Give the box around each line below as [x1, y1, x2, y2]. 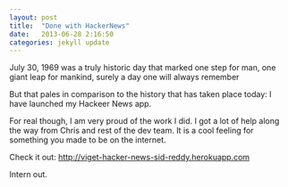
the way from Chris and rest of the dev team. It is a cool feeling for [9, 126, 254, 136]
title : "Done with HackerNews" [9, 21, 130, 30]
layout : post [9, 12, 58, 22]
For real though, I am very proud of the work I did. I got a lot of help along [9, 116, 280, 126]
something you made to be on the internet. [9, 134, 167, 145]
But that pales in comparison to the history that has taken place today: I [9, 89, 272, 100]
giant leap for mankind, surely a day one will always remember [9, 72, 240, 83]
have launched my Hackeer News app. [9, 99, 152, 110]
